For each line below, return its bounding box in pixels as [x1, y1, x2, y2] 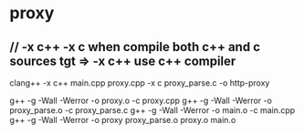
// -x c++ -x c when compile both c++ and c [9, 39, 261, 55]
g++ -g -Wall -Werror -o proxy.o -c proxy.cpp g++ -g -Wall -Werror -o [9, 95, 272, 106]
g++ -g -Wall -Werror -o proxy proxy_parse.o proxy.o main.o [9, 115, 236, 125]
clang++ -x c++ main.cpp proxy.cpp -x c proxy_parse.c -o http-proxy [9, 77, 270, 88]
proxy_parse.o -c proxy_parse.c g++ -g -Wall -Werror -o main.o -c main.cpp [9, 105, 296, 116]
